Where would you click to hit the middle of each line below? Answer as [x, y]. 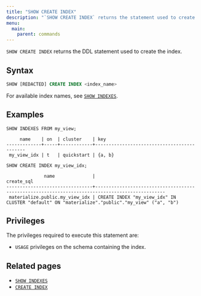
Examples [25, 115]
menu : [13, 23]
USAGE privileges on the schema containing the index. [80, 247]
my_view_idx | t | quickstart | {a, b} [61, 155]
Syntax [20, 70]
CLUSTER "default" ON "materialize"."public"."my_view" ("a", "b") [93, 203]
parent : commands [39, 34]
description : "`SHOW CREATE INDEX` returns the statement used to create [101, 17]
